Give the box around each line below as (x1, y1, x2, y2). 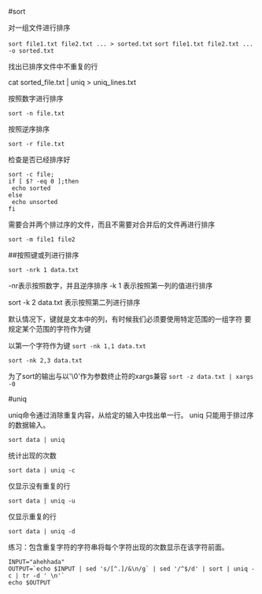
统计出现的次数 (8, 451, 57, 460)
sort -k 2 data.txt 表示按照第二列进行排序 (8, 298, 141, 306)
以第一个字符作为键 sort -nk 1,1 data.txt (8, 341, 147, 350)
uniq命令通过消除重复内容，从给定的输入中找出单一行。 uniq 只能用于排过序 (8, 410, 254, 420)
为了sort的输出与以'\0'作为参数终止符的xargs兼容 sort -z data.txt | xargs (8, 372, 254, 381)
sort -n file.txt (8, 110, 65, 117)
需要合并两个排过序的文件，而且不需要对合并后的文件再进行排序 (8, 220, 215, 229)
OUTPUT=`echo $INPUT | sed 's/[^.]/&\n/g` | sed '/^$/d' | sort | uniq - (8, 565, 256, 573)
